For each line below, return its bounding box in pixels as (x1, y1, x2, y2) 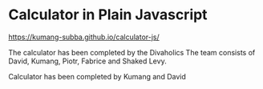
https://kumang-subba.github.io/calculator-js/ (8, 32, 160, 42)
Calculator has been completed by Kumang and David (8, 71, 186, 81)
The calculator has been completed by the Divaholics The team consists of (8, 47, 256, 57)
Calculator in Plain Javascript (8, 6, 208, 24)
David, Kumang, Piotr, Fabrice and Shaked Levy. (8, 56, 167, 66)
